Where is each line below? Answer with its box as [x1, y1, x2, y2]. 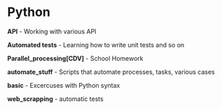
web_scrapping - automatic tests [7, 95, 104, 103]
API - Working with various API [7, 27, 97, 36]
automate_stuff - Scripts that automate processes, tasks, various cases [7, 68, 215, 76]
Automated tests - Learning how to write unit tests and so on [7, 40, 185, 49]
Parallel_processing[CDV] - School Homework [7, 54, 144, 63]
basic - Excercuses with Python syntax [7, 81, 120, 89]
